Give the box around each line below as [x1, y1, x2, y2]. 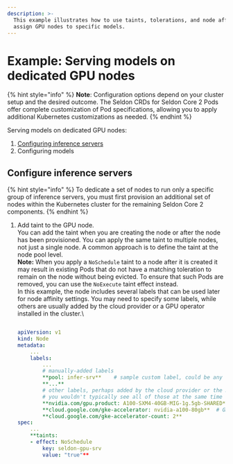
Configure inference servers [7, 167, 133, 179]
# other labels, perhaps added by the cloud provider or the [42, 387, 223, 394]
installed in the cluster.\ [17, 309, 85, 318]
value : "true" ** [42, 452, 89, 458]
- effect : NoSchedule [30, 438, 92, 445]
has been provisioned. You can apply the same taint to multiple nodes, [17, 236, 218, 244]
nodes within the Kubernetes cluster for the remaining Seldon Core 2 [7, 200, 204, 209]
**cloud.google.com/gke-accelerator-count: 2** [42, 413, 182, 420]
